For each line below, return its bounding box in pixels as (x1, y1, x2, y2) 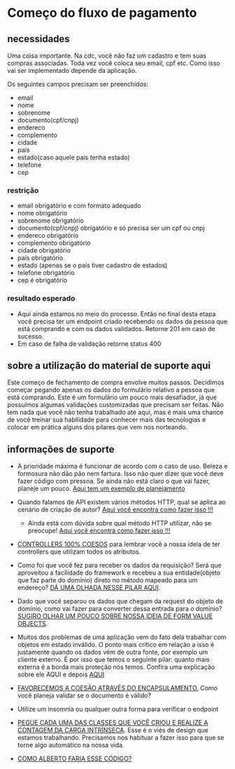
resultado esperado (7, 293, 76, 303)
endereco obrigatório (17, 232, 79, 240)
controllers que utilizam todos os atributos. (17, 547, 141, 556)
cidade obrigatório (17, 246, 71, 255)
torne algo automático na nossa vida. (17, 741, 124, 749)
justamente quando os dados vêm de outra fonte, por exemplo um (17, 648, 208, 657)
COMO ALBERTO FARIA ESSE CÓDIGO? (17, 754, 132, 763)
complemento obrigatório (17, 239, 91, 247)
